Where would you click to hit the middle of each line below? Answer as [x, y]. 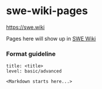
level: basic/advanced [34, 71]
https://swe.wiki [26, 27]
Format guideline [31, 54]
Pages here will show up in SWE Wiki [51, 38]
